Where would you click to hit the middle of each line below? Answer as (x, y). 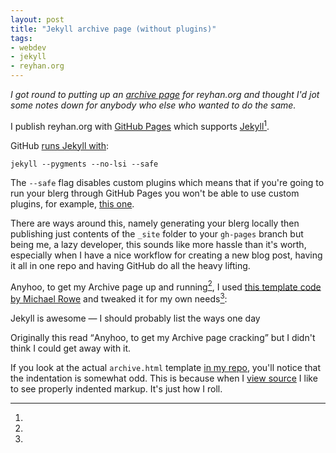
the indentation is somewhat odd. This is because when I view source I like (164, 378)
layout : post (37, 19)
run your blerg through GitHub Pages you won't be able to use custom (155, 193)
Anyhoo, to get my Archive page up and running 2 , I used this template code (166, 286)
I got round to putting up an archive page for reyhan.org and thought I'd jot (165, 94)
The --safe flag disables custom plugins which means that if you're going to (167, 182)
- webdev (28, 47)
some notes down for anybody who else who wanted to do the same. (153, 105)
